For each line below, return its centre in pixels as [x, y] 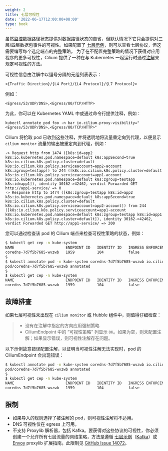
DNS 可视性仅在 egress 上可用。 [45, 424]
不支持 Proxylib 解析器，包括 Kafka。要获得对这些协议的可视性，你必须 [85, 430]
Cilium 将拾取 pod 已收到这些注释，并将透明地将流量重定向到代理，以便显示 [83, 137]
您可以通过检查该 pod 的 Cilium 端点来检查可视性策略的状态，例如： [75, 234]
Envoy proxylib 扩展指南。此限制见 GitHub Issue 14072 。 [71, 443]
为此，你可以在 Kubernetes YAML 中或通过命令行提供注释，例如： [73, 114]
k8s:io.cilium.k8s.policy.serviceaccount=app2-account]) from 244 [76, 206]
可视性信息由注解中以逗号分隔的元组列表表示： [53, 75]
